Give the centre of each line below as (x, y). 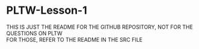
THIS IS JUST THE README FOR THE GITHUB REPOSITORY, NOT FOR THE (100, 27)
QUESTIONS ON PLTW (34, 33)
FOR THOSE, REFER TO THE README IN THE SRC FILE (75, 39)
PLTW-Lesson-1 (47, 10)
